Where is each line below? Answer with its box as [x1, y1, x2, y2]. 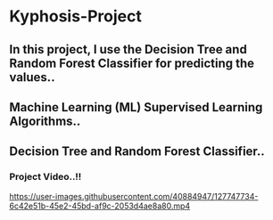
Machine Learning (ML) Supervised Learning [9, 100, 263, 115]
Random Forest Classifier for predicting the [9, 55, 255, 70]
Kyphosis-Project [9, 6, 143, 27]
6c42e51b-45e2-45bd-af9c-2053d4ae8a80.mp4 [9, 200, 191, 211]
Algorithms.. [9, 113, 81, 128]
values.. [9, 69, 55, 85]
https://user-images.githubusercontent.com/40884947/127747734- [9, 191, 259, 201]
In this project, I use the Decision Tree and [9, 42, 247, 57]
